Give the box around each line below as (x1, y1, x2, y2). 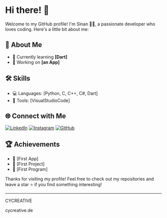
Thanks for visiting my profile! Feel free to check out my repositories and (5, 176, 154, 182)
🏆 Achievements (5, 140, 60, 148)
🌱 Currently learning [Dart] (12, 54, 68, 60)
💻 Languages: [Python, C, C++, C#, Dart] (12, 90, 98, 96)
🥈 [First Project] (12, 161, 45, 167)
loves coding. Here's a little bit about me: (5, 26, 89, 32)
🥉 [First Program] (12, 166, 48, 172)
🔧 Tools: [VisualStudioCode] (12, 97, 70, 104)
